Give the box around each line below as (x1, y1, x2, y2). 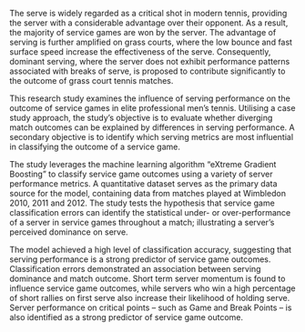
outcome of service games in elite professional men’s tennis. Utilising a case (9, 103, 296, 113)
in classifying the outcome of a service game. (9, 141, 180, 152)
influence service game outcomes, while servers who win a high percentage (9, 283, 296, 294)
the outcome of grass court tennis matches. (9, 75, 174, 86)
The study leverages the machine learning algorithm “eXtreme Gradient (9, 159, 277, 169)
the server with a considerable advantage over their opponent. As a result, (9, 17, 289, 28)
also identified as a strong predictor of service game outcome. (9, 312, 244, 322)
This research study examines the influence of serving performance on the (9, 93, 291, 104)
